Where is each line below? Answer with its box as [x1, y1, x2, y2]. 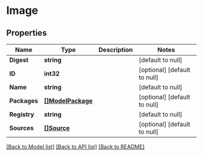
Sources [9, 124, 34, 132]
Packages [9, 97, 39, 105]
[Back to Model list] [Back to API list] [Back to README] [6, 143, 145, 150]
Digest [9, 56, 29, 64]
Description [98, 46, 133, 54]
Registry [9, 110, 34, 119]
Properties [6, 28, 47, 38]
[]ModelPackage [44, 97, 93, 105]
